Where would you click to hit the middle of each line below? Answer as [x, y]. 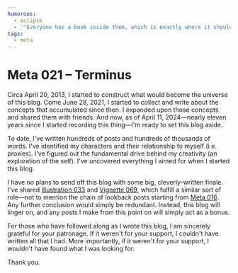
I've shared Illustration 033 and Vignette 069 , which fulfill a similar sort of [114, 190]
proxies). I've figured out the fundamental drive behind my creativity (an [112, 153]
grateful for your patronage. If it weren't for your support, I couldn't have [113, 233]
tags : [15, 34]
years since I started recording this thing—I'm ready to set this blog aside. [115, 125]
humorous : [22, 14]
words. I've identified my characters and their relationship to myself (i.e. [112, 146]
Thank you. [24, 262]
